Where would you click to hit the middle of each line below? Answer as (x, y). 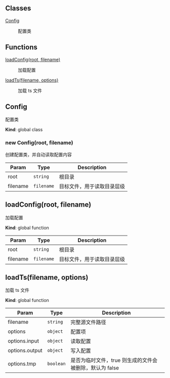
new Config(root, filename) (39, 143)
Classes (18, 8)
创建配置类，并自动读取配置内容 (38, 155)
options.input (24, 341)
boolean (56, 364)
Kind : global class (24, 130)
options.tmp (22, 364)
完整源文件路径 (88, 322)
